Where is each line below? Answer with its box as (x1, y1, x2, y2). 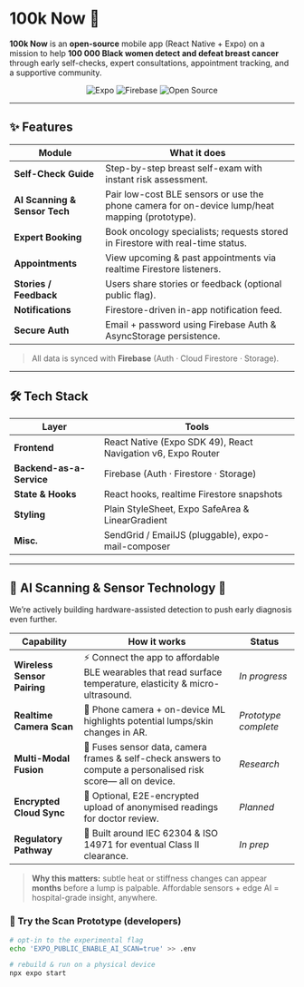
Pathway (14, 844, 52, 856)
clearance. (83, 850, 129, 863)
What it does (169, 146, 226, 159)
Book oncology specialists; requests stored (105, 225, 289, 238)
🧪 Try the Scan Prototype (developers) (9, 915, 182, 928)
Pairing (14, 680, 45, 693)
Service (14, 473, 48, 485)
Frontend (14, 441, 54, 454)
